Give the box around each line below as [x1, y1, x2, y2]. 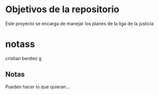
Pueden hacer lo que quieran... [5, 83, 70, 90]
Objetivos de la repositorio [5, 4, 120, 15]
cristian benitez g [5, 55, 42, 61]
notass [5, 38, 35, 50]
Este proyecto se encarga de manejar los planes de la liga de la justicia [5, 20, 154, 27]
